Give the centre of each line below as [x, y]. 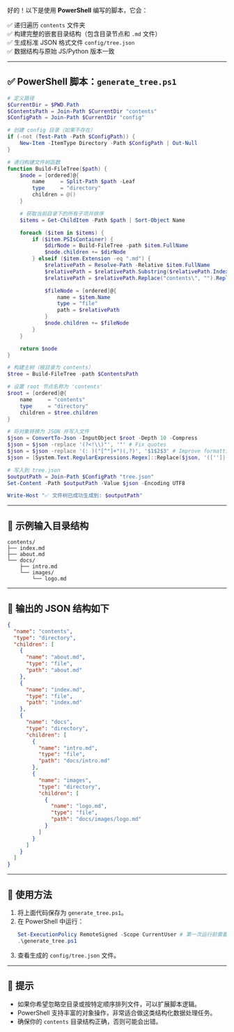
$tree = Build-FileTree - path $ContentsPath [73, 374]
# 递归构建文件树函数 [34, 162]
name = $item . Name [84, 297]
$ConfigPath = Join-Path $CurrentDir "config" [76, 118]
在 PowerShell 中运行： [50, 921]
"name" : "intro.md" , [68, 748]
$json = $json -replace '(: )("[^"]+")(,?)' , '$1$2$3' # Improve [104, 452]
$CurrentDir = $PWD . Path [43, 105]
